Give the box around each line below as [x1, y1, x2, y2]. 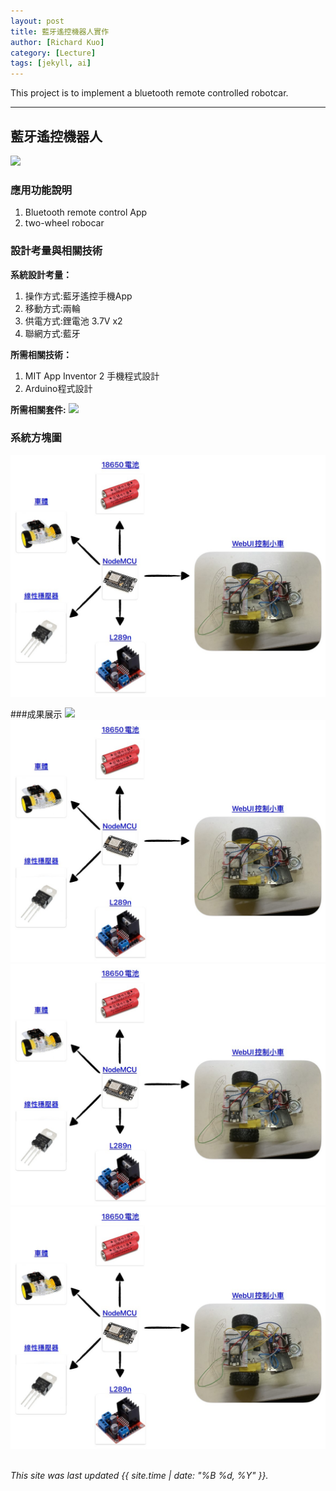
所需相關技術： [10, 348, 72, 360]
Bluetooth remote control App [24, 206, 148, 219]
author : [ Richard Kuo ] [10, 37, 105, 47]
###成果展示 [10, 708, 63, 720]
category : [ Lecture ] [10, 48, 97, 58]
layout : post [10, 16, 65, 26]
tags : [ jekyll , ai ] [10, 58, 92, 69]
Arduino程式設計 [24, 382, 93, 394]
